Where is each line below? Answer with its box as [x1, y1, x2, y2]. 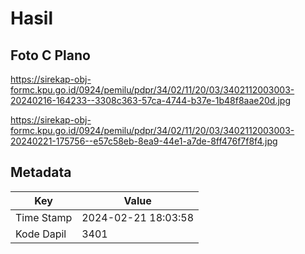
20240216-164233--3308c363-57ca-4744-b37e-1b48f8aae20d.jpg [10, 95, 291, 106]
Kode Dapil [15, 227, 67, 241]
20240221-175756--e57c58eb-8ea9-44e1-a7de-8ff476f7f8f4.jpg [10, 135, 278, 147]
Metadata [10, 164, 72, 181]
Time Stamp [15, 210, 73, 224]
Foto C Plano [10, 47, 91, 64]
